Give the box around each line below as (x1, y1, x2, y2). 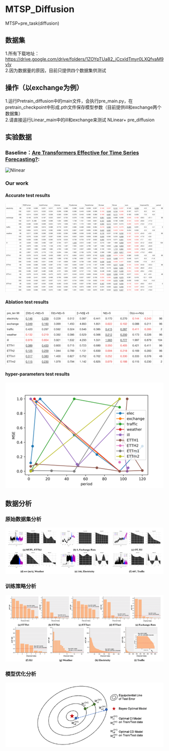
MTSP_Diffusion (5, 4, 74, 15)
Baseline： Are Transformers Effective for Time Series (5, 149, 139, 156)
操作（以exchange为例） (5, 84, 83, 92)
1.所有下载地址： (5, 50, 39, 56)
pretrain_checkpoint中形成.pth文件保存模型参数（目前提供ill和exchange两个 (5, 104, 162, 110)
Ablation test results (5, 298, 49, 305)
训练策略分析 (5, 583, 37, 590)
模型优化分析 (5, 670, 37, 678)
